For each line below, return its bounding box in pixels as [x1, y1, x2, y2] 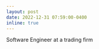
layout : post [6, 8, 39, 15]
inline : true [6, 20, 39, 26]
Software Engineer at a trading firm [6, 36, 93, 44]
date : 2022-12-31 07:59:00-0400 [6, 14, 87, 20]
